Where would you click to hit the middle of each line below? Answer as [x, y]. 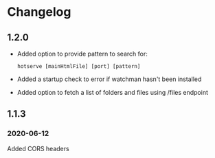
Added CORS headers [38, 148]
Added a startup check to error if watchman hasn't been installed [109, 79]
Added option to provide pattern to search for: [82, 54]
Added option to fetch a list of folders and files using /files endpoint [112, 92]
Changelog [39, 12]
